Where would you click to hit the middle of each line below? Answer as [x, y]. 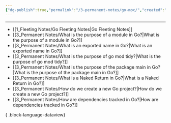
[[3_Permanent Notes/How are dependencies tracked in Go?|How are [85, 99]
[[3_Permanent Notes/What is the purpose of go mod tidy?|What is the [87, 56]
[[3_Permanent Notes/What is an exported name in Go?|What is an [82, 45]
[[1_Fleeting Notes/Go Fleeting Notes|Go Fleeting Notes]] [73, 29]
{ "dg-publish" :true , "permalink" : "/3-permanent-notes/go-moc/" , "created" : [85, 10]
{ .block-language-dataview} [35, 114]
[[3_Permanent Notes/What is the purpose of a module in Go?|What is [86, 35]
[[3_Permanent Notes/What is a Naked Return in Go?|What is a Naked [86, 78]
